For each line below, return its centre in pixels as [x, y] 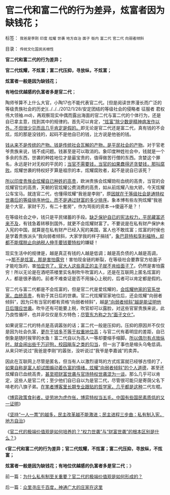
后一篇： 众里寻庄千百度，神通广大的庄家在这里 [54, 487]
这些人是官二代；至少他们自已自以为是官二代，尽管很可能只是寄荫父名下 [89, 380]
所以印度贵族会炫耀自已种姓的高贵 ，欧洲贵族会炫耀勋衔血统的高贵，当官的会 [85, 181]
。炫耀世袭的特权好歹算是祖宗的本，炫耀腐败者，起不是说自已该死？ [81, 170]
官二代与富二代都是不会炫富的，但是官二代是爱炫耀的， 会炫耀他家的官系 [80, 289]
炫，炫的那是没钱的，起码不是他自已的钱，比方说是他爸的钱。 [70, 134]
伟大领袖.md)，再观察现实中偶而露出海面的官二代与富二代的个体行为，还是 [83, 115]
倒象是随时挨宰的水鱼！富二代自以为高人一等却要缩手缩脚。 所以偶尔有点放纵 [85, 338]
